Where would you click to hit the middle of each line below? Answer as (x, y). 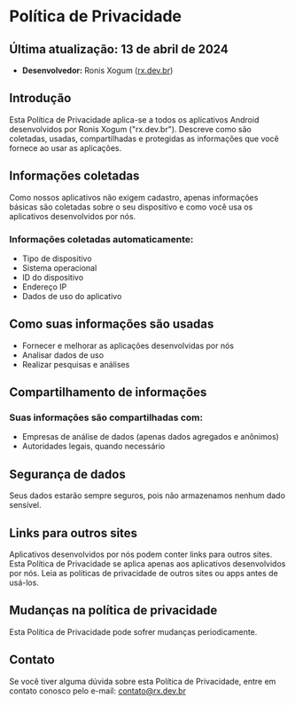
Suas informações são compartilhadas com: (106, 417)
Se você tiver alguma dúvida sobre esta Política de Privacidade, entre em (143, 681)
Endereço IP (44, 287)
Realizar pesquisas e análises (76, 364)
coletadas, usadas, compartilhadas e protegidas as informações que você (144, 139)
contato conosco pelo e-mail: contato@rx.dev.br (97, 691)
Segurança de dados (67, 474)
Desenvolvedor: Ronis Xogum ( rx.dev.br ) (97, 70)
